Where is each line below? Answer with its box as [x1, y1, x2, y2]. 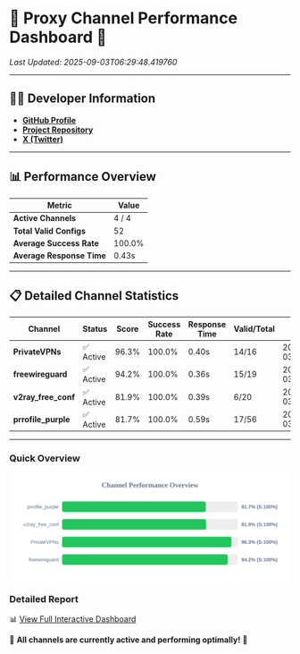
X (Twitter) [21, 133, 64, 144]
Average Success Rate [12, 237, 100, 249]
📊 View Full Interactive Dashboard [9, 613, 137, 624]
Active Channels [12, 213, 77, 224]
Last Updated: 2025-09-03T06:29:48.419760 [9, 56, 178, 67]
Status [82, 324, 108, 335]
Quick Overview [9, 452, 80, 464]
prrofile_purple [12, 413, 71, 424]
